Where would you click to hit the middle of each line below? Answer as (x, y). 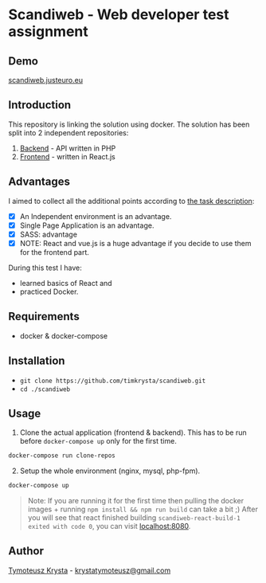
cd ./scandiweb (45, 389)
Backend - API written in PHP (68, 148)
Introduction (40, 105)
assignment (49, 31)
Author (26, 551)
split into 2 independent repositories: (68, 132)
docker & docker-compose (64, 335)
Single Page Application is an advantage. (87, 225)
